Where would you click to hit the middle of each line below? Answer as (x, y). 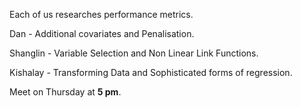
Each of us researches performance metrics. (101, 14)
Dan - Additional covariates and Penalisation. (102, 33)
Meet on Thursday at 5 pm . (65, 92)
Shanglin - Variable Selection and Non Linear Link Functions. (134, 53)
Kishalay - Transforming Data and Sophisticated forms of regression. (151, 72)
